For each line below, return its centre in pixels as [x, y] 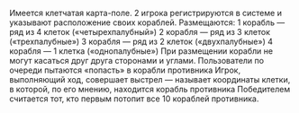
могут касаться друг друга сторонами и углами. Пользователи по [136, 61]
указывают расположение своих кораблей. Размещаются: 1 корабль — [147, 22]
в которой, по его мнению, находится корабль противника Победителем [150, 89]
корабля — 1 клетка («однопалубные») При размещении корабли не [141, 51]
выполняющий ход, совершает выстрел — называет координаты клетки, [150, 79]
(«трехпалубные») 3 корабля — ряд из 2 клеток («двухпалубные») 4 [141, 41]
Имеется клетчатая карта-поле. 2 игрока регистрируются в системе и [145, 13]
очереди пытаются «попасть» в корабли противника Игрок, [125, 70]
